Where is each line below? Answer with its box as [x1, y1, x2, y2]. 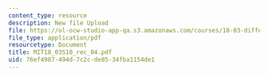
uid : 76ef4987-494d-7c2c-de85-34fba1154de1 [8, 56, 156, 64]
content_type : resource [8, 11, 88, 20]
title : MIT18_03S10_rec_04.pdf [8, 48, 112, 56]
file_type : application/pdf [8, 33, 102, 42]
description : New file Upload [8, 19, 109, 27]
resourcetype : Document [8, 41, 88, 49]
